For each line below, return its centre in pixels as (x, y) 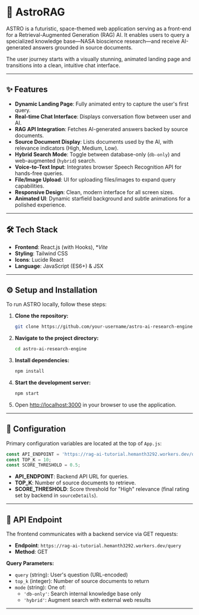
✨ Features (27, 89)
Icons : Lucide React (39, 259)
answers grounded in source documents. (83, 47)
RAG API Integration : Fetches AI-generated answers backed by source (101, 129)
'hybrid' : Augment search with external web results (87, 600)
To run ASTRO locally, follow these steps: (57, 305)
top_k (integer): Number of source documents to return (82, 581)
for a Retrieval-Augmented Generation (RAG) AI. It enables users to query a (98, 34)
